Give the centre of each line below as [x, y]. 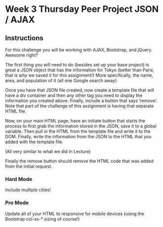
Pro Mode [17, 203]
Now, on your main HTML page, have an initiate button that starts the [75, 121]
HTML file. [16, 111]
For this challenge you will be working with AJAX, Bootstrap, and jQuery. [79, 50]
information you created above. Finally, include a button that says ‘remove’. [81, 101]
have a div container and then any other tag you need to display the [74, 95]
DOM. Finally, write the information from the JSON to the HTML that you [78, 137]
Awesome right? [21, 55]
